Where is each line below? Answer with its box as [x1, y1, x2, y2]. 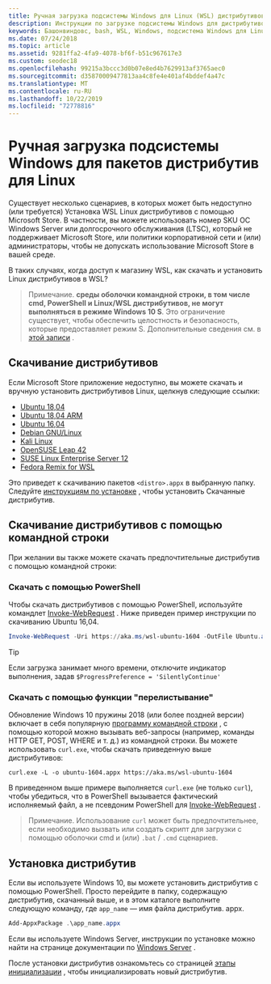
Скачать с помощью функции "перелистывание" [8, 691, 214, 702]
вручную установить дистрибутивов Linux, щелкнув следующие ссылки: [8, 386, 261, 396]
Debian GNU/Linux [19, 427, 82, 437]
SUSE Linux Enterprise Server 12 [19, 453, 129, 463]
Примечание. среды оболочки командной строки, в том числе [27, 290, 251, 299]
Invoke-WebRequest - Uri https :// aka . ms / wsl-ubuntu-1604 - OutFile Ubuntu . [8, 632, 262, 640]
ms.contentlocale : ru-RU [8, 87, 92, 95]
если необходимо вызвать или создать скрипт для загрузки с [27, 825, 242, 834]
